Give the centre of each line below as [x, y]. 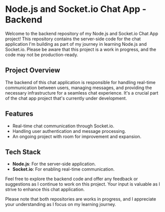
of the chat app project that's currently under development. [66, 98]
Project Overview [33, 70]
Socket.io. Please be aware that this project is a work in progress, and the [81, 49]
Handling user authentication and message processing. [69, 131]
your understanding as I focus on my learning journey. [61, 205]
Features [19, 114]
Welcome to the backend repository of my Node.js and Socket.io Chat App [82, 33]
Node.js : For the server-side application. [54, 164]
